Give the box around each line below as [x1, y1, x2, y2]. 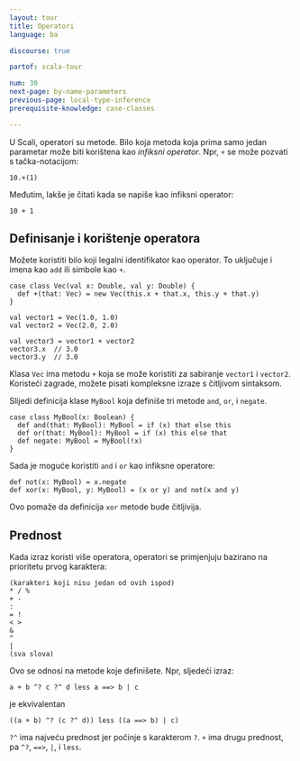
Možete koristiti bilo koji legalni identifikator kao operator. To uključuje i [9, 254, 273, 266]
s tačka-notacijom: [9, 155, 79, 167]
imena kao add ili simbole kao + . [9, 264, 126, 275]
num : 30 [9, 78, 39, 88]
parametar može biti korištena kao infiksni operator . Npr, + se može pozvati [9, 146, 288, 157]
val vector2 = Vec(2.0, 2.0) [9, 321, 119, 330]
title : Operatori [9, 22, 75, 31]
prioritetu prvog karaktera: [9, 561, 107, 573]
